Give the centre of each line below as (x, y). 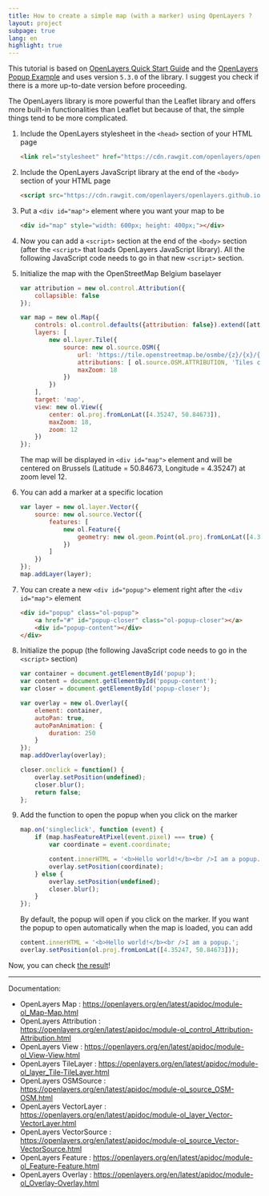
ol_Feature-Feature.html (60, 1165)
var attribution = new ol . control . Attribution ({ (102, 288)
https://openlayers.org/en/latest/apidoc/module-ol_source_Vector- (129, 1140)
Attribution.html (46, 1038)
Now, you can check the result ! (59, 965)
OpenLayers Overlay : (56, 1174)
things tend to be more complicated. (68, 118)
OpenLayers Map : (50, 1003)
